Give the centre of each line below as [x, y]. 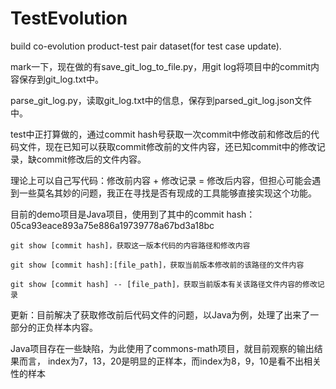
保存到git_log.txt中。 [61, 79]
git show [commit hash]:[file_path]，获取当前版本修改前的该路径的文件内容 [157, 265]
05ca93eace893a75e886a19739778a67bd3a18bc [112, 225]
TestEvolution [69, 18]
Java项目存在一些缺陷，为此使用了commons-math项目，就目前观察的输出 [162, 348]
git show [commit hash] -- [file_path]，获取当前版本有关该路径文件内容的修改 [164, 284]
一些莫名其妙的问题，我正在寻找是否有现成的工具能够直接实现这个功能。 [167, 193]
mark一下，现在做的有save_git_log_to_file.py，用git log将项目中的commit [160, 66]
